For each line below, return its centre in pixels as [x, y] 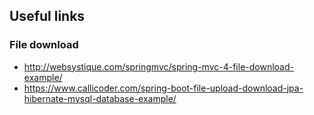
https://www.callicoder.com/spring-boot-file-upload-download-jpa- [163, 88]
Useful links [47, 16]
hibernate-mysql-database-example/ [100, 98]
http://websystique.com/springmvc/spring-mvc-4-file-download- [158, 66]
